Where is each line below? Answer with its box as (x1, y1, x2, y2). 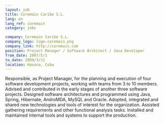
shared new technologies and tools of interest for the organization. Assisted (5, 102, 160, 108)
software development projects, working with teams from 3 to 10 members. (5, 81, 158, 87)
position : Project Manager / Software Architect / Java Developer (5, 48, 145, 53)
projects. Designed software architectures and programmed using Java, (5, 91, 152, 97)
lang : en (5, 16, 23, 21)
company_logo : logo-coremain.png (5, 39, 74, 44)
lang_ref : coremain (5, 21, 45, 26)
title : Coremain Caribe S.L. (5, 12, 65, 17)
